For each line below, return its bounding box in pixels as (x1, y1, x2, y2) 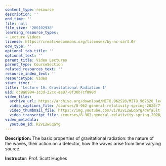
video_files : (5, 94, 32, 99)
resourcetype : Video (5, 76, 48, 81)
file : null (5, 21, 28, 26)
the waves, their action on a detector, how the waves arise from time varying (5, 140, 161, 146)
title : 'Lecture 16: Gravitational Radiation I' (5, 85, 107, 90)
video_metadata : (5, 117, 39, 122)
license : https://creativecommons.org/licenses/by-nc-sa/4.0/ (5, 39, 136, 44)
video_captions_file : (9, 103, 54, 108)
